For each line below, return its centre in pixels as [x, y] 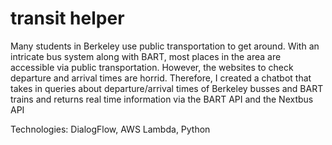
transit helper [67, 18]
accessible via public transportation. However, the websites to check [152, 67]
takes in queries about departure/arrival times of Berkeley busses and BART [167, 88]
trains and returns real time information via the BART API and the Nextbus [162, 99]
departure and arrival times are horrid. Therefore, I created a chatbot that [161, 78]
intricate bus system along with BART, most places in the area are [146, 56]
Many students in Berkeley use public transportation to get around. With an [165, 46]
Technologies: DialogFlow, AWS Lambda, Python [110, 129]
